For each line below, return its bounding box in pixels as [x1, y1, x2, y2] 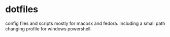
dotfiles [5, 4, 39, 15]
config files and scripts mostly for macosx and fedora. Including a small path [5, 20, 165, 26]
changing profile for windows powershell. [5, 25, 92, 31]
